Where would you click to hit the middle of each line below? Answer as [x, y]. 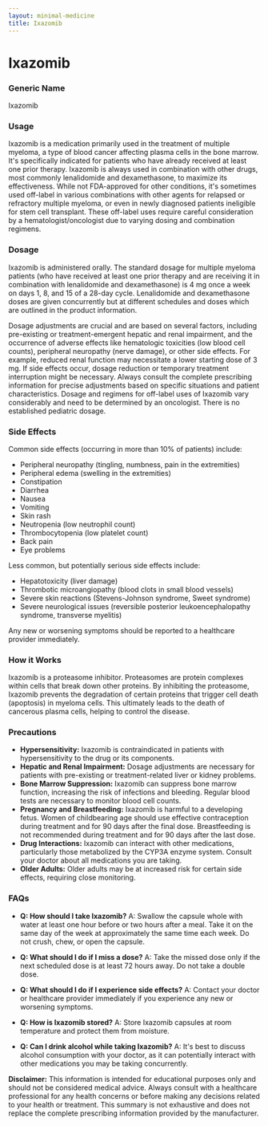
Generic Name [37, 87]
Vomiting [34, 507]
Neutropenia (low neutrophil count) [78, 524]
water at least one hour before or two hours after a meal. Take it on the [136, 925]
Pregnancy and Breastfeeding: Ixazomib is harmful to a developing [131, 809]
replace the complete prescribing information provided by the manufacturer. [134, 1113]
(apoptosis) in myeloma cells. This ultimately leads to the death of [117, 703]
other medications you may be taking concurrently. [104, 1063]
